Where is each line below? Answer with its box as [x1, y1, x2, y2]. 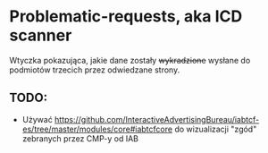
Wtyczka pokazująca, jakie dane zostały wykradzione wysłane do [9, 55, 251, 65]
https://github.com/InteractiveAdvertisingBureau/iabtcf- [54, 114, 260, 124]
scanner [9, 25, 72, 46]
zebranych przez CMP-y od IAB [21, 132, 138, 144]
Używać [21, 114, 54, 124]
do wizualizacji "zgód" [173, 123, 257, 134]
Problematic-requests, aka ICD [9, 6, 243, 27]
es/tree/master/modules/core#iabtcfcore [21, 123, 172, 134]
